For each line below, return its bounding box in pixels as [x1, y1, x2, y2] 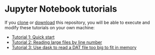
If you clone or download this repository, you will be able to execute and [4, 19, 150, 25]
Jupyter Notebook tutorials [4, 3, 117, 15]
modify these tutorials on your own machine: [4, 24, 95, 30]
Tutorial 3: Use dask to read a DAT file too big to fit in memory [11, 44, 137, 50]
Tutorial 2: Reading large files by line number [11, 39, 103, 45]
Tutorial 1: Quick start [11, 34, 55, 40]
